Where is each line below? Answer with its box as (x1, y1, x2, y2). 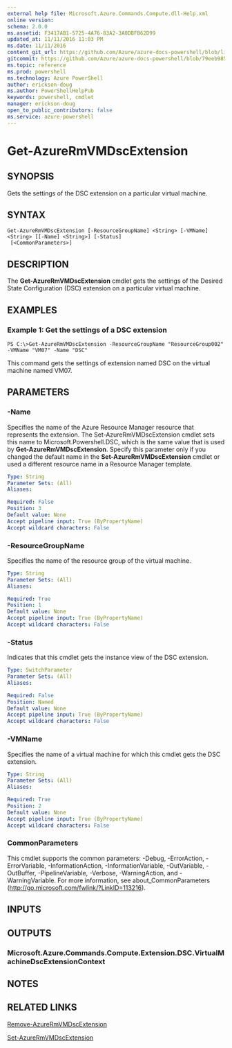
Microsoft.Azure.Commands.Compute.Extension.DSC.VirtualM (7, 947, 224, 957)
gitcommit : (7, 55, 39, 62)
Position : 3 (7, 505, 41, 512)
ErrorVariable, (7, 861, 47, 870)
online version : (7, 17, 54, 24)
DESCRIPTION (7, 258, 69, 270)
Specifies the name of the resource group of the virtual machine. (7, 556, 191, 565)
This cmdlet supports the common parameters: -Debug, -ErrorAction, (7, 854, 205, 862)
